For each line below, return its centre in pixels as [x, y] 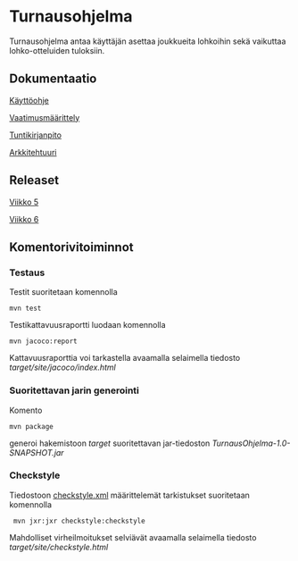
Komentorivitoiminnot [71, 247]
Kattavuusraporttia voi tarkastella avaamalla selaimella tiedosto [125, 358]
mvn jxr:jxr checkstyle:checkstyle [79, 521]
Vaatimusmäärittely [45, 117]
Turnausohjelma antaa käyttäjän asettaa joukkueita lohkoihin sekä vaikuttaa [148, 41]
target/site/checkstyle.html [59, 547]
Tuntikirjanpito [36, 135]
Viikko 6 [24, 219]
